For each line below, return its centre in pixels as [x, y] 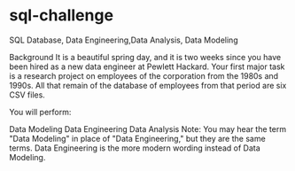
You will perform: [40, 112]
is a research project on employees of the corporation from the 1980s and [144, 75]
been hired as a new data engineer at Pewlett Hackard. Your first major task [147, 66]
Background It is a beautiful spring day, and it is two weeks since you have [145, 57]
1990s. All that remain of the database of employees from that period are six [148, 85]
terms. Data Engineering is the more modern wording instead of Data [135, 148]
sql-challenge [61, 16]
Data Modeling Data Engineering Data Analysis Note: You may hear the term [147, 128]
